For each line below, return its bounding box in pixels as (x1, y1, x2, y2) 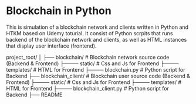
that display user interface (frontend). (6, 42, 97, 49)
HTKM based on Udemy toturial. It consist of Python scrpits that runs (6, 29, 173, 36)
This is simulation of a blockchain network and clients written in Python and (6, 24, 189, 31)
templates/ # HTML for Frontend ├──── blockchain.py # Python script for (6, 66, 185, 73)
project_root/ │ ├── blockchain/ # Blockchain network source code (6, 53, 170, 61)
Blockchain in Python (6, 4, 111, 18)
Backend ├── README (6, 91, 63, 98)
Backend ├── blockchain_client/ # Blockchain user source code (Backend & (6, 72, 191, 79)
